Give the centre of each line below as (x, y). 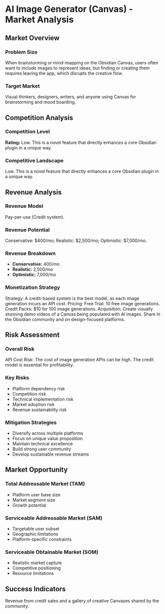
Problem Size (21, 52)
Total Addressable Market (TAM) (45, 484)
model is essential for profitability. (40, 365)
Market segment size (34, 500)
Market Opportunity (37, 470)
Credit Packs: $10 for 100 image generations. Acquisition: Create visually (79, 309)
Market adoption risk (33, 404)
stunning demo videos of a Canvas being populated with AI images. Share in (83, 314)
